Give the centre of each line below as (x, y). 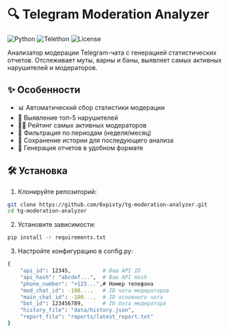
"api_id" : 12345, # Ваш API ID (80, 271)
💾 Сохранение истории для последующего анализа (95, 140)
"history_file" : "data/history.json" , (77, 310)
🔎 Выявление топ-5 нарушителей (68, 118)
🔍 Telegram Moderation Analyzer (108, 15)
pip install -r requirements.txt (57, 238)
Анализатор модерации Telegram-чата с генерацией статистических (112, 52)
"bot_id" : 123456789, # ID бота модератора (93, 304)
